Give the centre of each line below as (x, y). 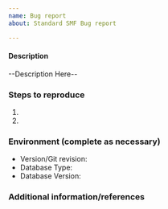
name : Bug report (37, 16)
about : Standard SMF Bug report (62, 23)
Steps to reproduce (47, 95)
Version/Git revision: (53, 159)
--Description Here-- (43, 74)
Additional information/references (76, 197)
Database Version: (51, 176)
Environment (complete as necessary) (84, 141)
